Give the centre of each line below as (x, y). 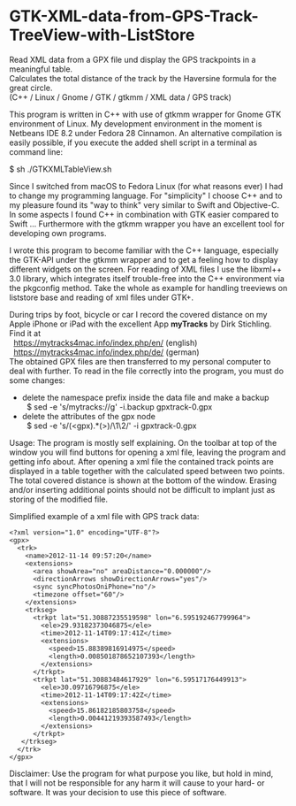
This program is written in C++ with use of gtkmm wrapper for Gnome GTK (145, 114)
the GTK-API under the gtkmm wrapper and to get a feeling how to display (144, 259)
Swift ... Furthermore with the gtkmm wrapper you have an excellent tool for (147, 224)
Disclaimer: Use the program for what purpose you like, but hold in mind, (141, 773)
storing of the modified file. (59, 499)
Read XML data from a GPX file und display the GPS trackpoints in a (133, 59)
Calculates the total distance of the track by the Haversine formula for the (143, 78)
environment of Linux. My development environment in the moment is (136, 123)
